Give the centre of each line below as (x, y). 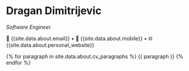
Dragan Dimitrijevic (54, 11)
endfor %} (18, 62)
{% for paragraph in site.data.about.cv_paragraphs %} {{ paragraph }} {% (95, 56)
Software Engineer (29, 27)
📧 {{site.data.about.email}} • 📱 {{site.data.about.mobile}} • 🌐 (80, 38)
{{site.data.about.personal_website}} (50, 45)
